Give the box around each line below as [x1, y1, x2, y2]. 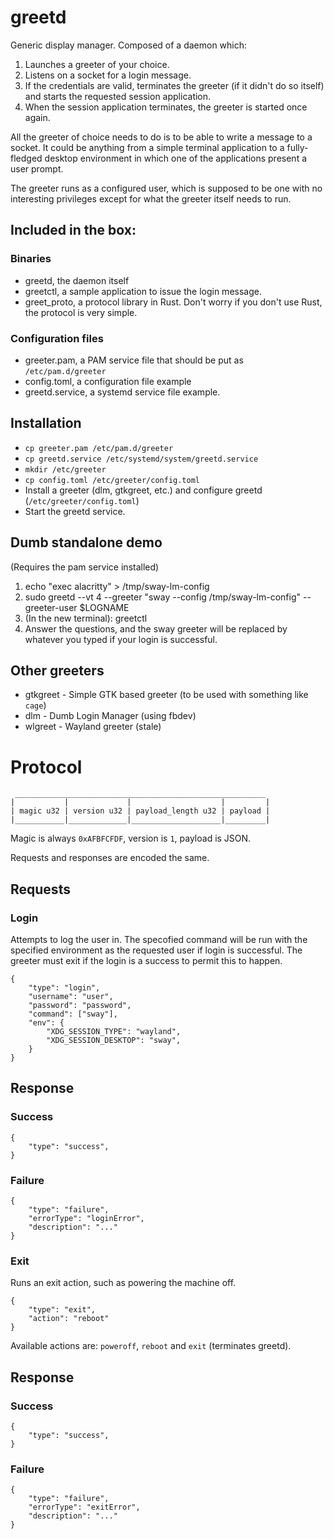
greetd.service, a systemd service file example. [24, 386, 221, 398]
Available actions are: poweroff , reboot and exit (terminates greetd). [10, 1340, 292, 1352]
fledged [10, 152, 43, 164]
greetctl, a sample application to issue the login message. [24, 285, 262, 297]
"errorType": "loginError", [28, 1213, 145, 1223]
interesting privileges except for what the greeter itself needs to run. [10, 192, 292, 205]
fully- [286, 141, 309, 153]
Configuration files [10, 331, 104, 345]
